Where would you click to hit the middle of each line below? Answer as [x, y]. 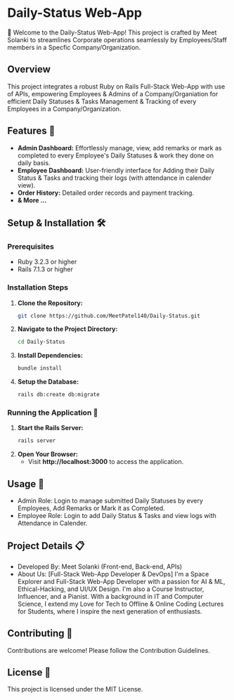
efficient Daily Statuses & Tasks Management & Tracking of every [102, 101]
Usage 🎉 [26, 484]
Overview [29, 69]
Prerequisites [31, 246]
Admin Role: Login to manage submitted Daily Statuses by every [110, 501]
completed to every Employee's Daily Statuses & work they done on [116, 155]
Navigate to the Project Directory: [67, 329]
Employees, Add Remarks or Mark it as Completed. [91, 508]
